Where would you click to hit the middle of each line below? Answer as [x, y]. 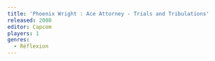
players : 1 [23, 33]
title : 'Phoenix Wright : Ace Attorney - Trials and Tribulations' [109, 14]
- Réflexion [31, 46]
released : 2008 [30, 20]
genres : [19, 40]
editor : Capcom [30, 27]
